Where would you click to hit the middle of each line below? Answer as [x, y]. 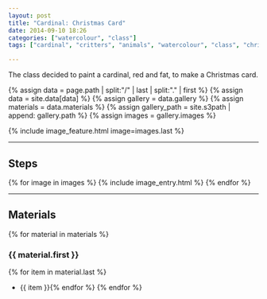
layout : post [30, 16]
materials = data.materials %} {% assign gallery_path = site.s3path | [120, 107]
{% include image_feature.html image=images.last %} [96, 131]
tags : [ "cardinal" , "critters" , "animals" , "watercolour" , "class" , [124, 45]
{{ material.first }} [44, 254]
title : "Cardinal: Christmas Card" [67, 23]
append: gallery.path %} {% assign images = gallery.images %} [112, 115]
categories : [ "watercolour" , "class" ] [72, 38]
